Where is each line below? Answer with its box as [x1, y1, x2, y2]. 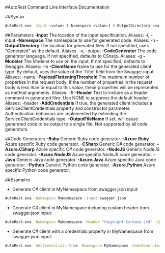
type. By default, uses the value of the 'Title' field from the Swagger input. [5, 68, 155, 74]
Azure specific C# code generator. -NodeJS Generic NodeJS [35, 146, 160, 152]
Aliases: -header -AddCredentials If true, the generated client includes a [5, 100, 152, 106]
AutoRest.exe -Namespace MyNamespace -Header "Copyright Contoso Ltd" [5, 219, 153, 224]
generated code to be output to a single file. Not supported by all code [5, 121, 148, 127]
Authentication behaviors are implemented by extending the [5, 110, 126, 116]
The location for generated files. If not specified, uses [40, 42, 149, 48]
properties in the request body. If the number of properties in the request [5, 79, 153, 85]
